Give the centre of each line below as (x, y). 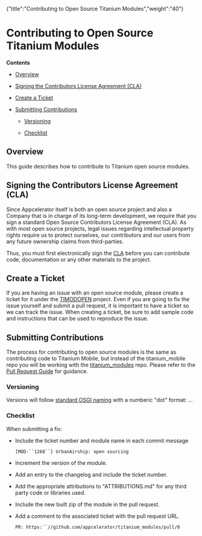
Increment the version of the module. (61, 463)
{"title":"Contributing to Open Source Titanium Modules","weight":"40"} (95, 9)
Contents (18, 62)
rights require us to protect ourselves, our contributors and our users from (98, 235)
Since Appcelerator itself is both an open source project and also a (89, 209)
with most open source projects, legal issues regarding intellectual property (100, 228)
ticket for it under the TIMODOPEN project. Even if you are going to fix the (98, 299)
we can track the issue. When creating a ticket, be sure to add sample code (100, 312)
